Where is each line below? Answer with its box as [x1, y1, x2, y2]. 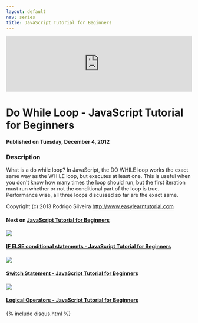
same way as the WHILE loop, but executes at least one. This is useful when [6, 173, 191, 180]
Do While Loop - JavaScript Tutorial [6, 106, 184, 119]
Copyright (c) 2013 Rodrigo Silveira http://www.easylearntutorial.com [6, 203, 174, 210]
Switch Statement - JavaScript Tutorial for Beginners [6, 270, 138, 277]
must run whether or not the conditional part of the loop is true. [6, 185, 160, 192]
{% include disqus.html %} [6, 310, 71, 317]
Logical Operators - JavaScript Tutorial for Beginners [6, 296, 139, 303]
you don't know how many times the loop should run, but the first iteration [6, 179, 186, 186]
